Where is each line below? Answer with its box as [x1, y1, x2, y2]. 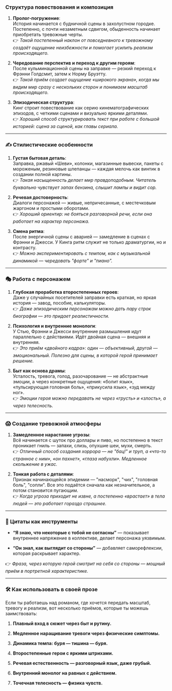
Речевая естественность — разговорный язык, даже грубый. [12, 660, 152, 666]
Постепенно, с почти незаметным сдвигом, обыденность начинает [12, 26, 160, 32]
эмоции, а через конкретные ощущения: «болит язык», [12, 378, 134, 384]
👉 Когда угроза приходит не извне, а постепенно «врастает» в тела [12, 493, 165, 500]
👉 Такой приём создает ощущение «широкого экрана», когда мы [12, 77, 160, 83]
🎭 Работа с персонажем [5, 275, 71, 283]
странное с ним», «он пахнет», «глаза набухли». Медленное [12, 456, 147, 462]
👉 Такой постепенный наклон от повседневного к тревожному [12, 37, 154, 44]
